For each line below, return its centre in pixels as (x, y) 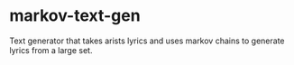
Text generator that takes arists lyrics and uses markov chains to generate (147, 41)
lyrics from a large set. (51, 50)
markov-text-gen (75, 16)
